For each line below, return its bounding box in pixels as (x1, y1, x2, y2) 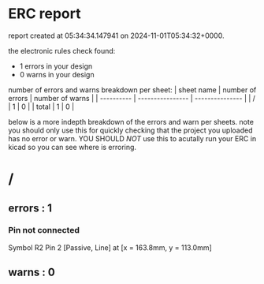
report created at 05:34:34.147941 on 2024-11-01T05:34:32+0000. (8, 31, 225, 40)
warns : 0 (8, 266, 55, 279)
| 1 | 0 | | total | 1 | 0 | (8, 102, 75, 111)
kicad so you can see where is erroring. (8, 142, 136, 151)
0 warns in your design (19, 69, 95, 79)
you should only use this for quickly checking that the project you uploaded (8, 125, 254, 135)
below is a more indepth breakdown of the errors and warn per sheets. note (8, 117, 255, 126)
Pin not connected (8, 225, 80, 236)
